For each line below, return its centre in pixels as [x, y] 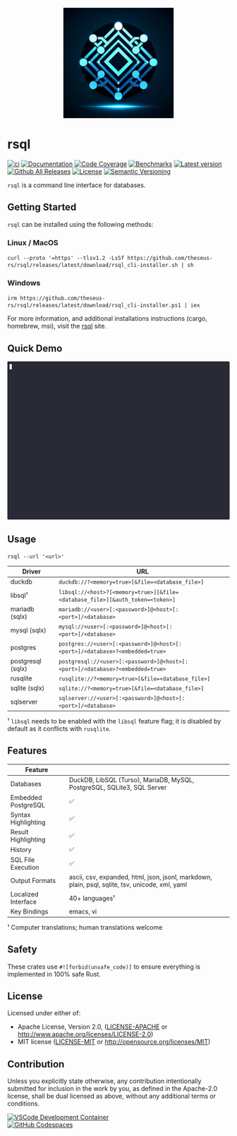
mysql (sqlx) [28, 630]
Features [27, 751]
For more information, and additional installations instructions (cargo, [108, 319]
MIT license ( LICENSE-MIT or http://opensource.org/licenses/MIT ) [114, 1042]
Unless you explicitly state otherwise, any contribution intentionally [104, 1081]
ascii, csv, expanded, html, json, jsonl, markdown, [141, 877]
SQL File [23, 860]
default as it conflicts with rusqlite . [59, 728]
